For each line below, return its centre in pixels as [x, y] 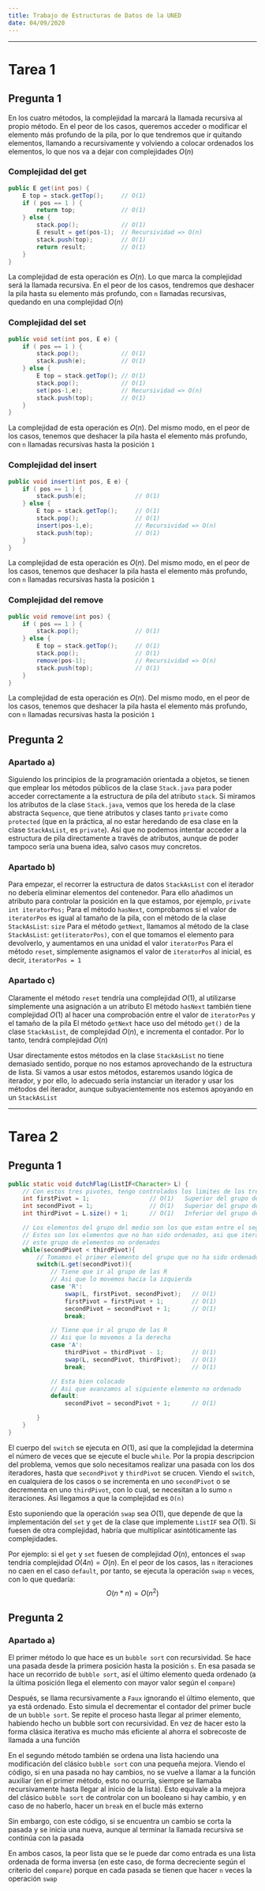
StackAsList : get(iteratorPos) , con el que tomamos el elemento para [121, 935]
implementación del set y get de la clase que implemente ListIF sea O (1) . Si [132, 1521]
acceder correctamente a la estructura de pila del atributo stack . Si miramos [132, 796]
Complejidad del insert [52, 465]
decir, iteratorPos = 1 [45, 960]
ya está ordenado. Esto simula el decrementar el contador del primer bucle [130, 1707]
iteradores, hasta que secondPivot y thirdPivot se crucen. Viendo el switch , [131, 1472]
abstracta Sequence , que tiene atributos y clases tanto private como [118, 813]
